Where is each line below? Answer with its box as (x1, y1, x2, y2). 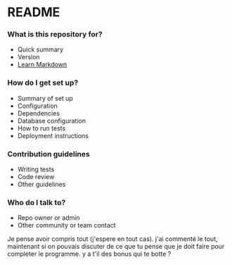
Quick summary (17, 45, 64, 54)
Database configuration (17, 116, 86, 125)
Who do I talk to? (7, 198, 66, 207)
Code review (17, 173, 55, 181)
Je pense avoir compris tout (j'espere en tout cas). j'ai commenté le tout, (7, 235, 218, 243)
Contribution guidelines (7, 149, 90, 159)
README (7, 4, 60, 20)
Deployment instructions (17, 131, 89, 140)
